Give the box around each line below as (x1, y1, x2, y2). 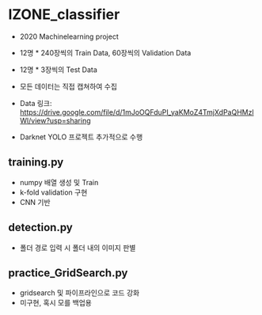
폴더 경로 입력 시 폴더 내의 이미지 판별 (19, 243, 136, 252)
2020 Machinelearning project (19, 32, 119, 41)
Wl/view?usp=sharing (19, 116, 91, 125)
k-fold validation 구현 (19, 188, 88, 197)
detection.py (8, 221, 73, 234)
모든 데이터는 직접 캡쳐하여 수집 (19, 82, 117, 91)
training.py (8, 156, 64, 169)
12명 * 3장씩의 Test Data (19, 65, 97, 74)
